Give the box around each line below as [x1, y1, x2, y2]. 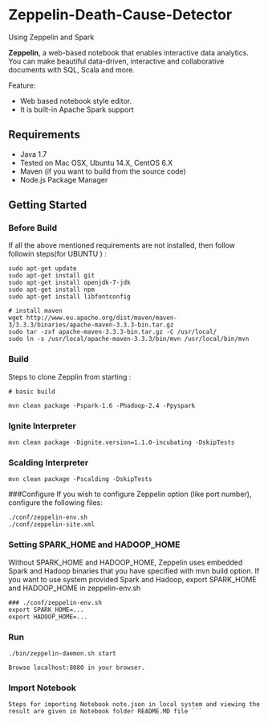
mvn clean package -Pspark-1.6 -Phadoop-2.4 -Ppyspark [8, 401, 196, 409]
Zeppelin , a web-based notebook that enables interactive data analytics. [8, 47, 249, 57]
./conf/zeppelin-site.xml [8, 520, 95, 528]
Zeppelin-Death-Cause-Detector [8, 6, 233, 24]
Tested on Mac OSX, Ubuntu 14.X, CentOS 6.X [19, 158, 173, 167]
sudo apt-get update [8, 265, 78, 273]
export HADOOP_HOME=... [8, 613, 88, 621]
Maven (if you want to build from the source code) [19, 166, 186, 176]
